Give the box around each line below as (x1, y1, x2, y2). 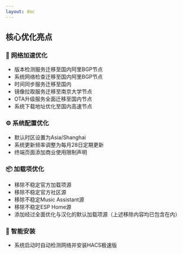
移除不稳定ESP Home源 (14, 203, 72, 210)
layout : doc (5, 8, 35, 15)
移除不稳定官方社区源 (14, 188, 66, 195)
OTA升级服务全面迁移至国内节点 (14, 95, 92, 102)
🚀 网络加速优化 (5, 51, 48, 59)
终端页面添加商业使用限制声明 (14, 149, 87, 156)
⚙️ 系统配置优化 (5, 119, 49, 127)
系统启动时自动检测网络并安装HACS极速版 (14, 242, 117, 249)
